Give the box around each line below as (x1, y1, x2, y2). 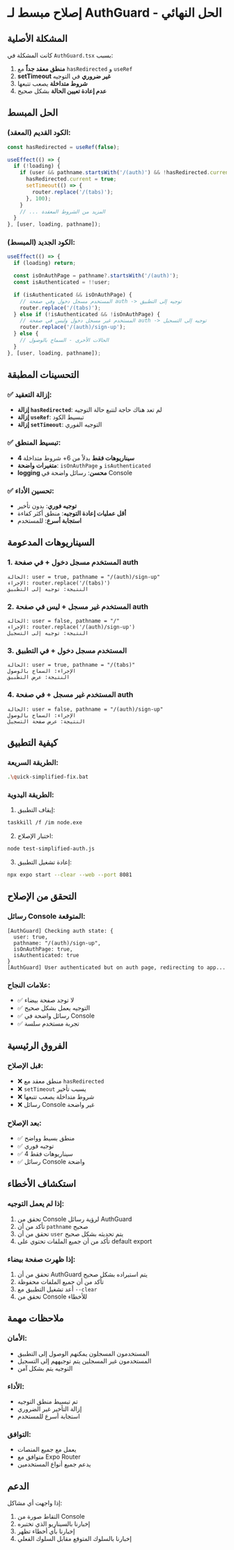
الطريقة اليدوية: (7, 790, 54, 800)
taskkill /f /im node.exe (7, 819, 82, 826)
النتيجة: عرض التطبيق (7, 674, 70, 681)
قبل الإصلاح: (7, 1061, 44, 1071)
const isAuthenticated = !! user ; (13, 279, 111, 286)
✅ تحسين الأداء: (7, 486, 54, 495)
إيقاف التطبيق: (17, 806, 56, 814)
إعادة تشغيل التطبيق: (17, 858, 72, 867)
